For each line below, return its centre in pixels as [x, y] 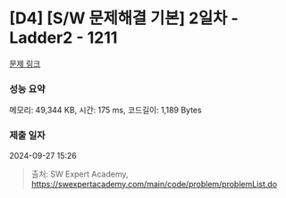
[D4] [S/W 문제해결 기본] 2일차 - [124, 18]
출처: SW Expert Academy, [80, 174]
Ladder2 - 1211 [63, 38]
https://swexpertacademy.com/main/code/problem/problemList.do [154, 184]
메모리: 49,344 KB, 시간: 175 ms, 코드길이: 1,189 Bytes [106, 110]
